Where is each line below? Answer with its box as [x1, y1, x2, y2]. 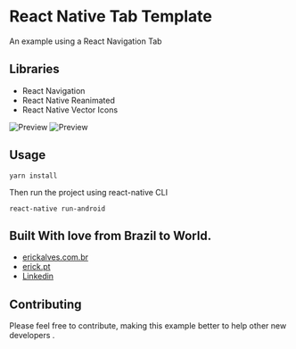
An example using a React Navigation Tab [9, 36, 162, 46]
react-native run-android [9, 204, 105, 213]
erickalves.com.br [21, 252, 89, 262]
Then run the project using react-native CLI [9, 187, 168, 197]
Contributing [9, 296, 82, 312]
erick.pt [21, 262, 51, 272]
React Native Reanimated [21, 95, 116, 105]
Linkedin [21, 270, 54, 282]
